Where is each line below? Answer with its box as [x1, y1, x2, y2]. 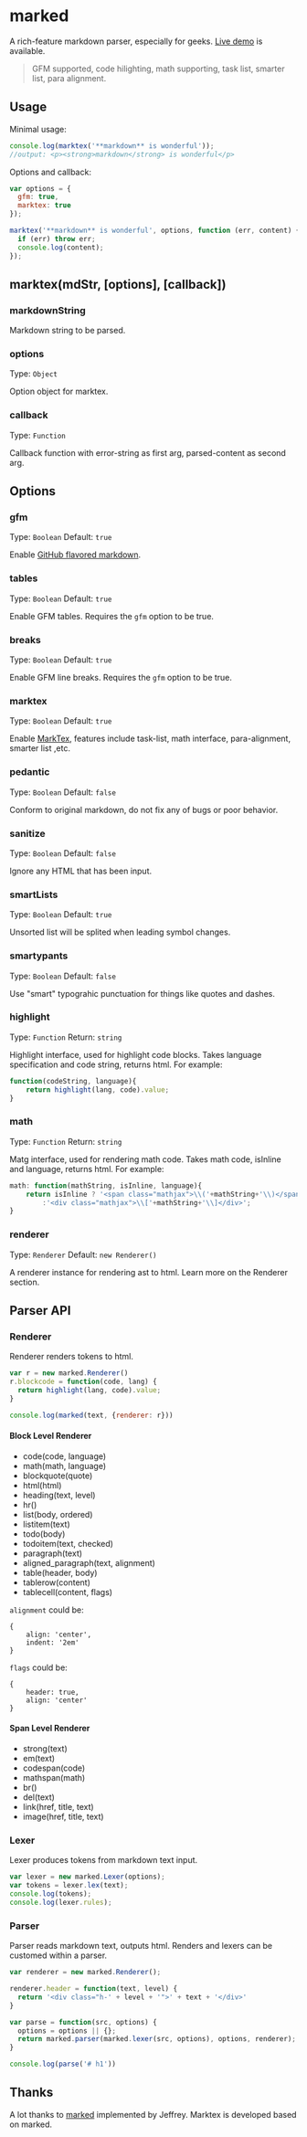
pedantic [9, 766, 50, 778]
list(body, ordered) [22, 1508, 93, 1519]
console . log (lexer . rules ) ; [9, 1898, 112, 1907]
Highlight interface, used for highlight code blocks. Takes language [9, 1049, 262, 1060]
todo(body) [22, 1528, 66, 1539]
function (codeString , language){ [9, 1076, 137, 1085]
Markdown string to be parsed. [9, 325, 126, 336]
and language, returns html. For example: [9, 1163, 164, 1174]
